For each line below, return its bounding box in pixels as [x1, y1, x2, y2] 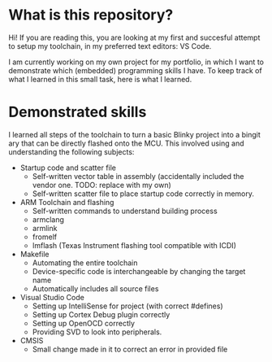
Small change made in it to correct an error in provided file [32, 344, 228, 354]
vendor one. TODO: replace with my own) [32, 180, 172, 190]
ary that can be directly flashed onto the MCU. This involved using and [8, 138, 245, 148]
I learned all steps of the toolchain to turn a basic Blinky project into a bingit [8, 129, 261, 139]
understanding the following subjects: [8, 146, 135, 156]
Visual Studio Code [19, 292, 85, 302]
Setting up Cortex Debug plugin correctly [32, 309, 171, 319]
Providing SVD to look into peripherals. [32, 327, 162, 337]
